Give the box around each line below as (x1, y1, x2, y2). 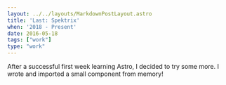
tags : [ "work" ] (7, 37, 52, 44)
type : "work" (7, 43, 46, 50)
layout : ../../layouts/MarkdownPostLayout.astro (7, 10, 152, 18)
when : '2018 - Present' (7, 23, 77, 30)
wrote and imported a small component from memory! (7, 70, 164, 78)
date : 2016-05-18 (7, 30, 58, 37)
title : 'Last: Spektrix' (7, 17, 80, 24)
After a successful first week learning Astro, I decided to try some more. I (7, 63, 220, 70)
